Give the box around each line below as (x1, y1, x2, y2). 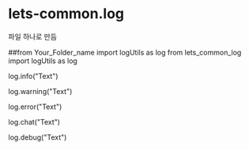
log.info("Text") (8, 71, 58, 81)
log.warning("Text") (8, 86, 73, 96)
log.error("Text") (8, 102, 62, 111)
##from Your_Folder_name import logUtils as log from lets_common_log (8, 47, 242, 57)
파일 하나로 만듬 (8, 32, 58, 41)
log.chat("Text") (8, 117, 61, 126)
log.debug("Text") (8, 132, 67, 142)
